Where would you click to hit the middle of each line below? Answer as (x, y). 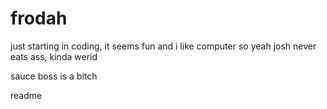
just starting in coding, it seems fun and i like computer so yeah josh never (163, 46)
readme (26, 95)
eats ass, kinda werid (54, 56)
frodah (39, 18)
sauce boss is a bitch (54, 76)
